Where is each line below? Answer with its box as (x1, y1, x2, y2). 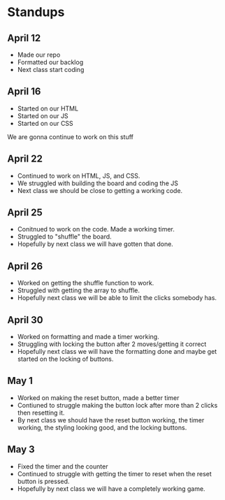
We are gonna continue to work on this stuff (7, 132, 134, 141)
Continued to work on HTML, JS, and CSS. (17, 171, 140, 180)
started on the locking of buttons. (17, 355, 114, 364)
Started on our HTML (17, 104, 79, 113)
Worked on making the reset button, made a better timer (17, 393, 180, 402)
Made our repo (17, 50, 61, 59)
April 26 (7, 260, 43, 272)
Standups (7, 4, 65, 20)
